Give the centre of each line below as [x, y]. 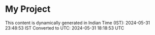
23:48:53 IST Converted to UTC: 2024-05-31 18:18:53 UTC [65, 28]
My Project [28, 9]
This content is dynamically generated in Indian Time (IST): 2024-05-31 [77, 23]
